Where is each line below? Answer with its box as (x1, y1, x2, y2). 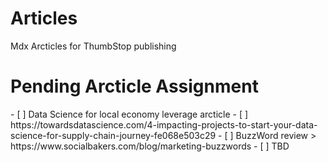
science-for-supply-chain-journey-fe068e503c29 (10, 129, 217, 141)
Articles (10, 7, 78, 30)
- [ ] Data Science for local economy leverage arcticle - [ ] (10, 108, 249, 120)
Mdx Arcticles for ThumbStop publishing (10, 40, 177, 52)
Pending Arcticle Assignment (10, 75, 259, 98)
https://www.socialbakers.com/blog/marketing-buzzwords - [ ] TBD (10, 140, 290, 152)
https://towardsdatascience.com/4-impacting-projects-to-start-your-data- (10, 118, 318, 131)
